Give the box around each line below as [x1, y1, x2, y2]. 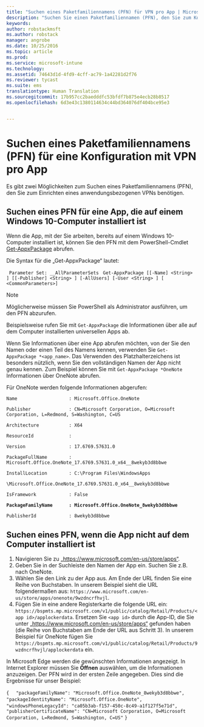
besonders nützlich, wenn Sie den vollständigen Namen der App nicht [6, 359, 181, 366]
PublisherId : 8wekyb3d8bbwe [6, 513, 110, 519]
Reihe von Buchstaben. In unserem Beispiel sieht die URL [15, 581, 158, 589]
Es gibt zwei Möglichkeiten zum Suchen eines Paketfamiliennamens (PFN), [6, 182, 193, 190]
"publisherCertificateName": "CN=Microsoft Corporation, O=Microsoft [6, 708, 186, 715]
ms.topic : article [6, 49, 53, 55]
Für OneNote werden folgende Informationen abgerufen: [6, 384, 148, 391]
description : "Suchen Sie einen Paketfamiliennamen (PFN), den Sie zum [6, 15, 191, 21]
